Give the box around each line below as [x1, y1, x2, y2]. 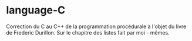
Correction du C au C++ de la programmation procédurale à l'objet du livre [6, 23, 187, 30]
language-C [6, 4, 66, 17]
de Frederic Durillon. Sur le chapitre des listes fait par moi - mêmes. [6, 29, 170, 36]
